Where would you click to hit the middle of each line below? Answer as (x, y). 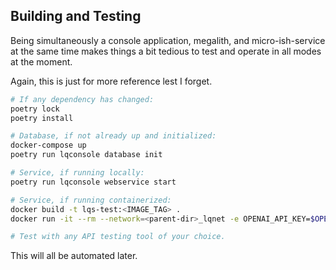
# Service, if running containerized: (91, 200)
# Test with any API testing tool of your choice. (118, 237)
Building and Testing (76, 16)
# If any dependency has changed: (82, 99)
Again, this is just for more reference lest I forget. (111, 81)
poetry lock (35, 109)
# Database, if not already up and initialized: (113, 136)
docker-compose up (48, 145)
